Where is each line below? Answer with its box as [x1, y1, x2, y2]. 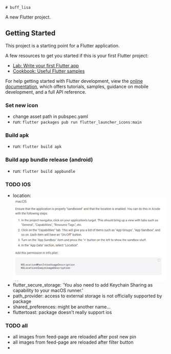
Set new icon [5, 101, 38, 109]
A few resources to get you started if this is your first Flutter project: [5, 52, 148, 59]
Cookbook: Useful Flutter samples [12, 68, 85, 74]
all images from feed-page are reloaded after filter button [12, 339, 134, 345]
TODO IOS [5, 181, 31, 188]
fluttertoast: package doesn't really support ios [12, 309, 112, 315]
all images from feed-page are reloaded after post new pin [12, 334, 137, 340]
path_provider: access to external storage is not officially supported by [12, 293, 162, 299]
